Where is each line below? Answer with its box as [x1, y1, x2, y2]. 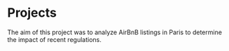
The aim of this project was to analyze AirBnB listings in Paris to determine [7, 28, 223, 36]
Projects [7, 5, 57, 21]
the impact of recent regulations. [7, 35, 102, 43]
